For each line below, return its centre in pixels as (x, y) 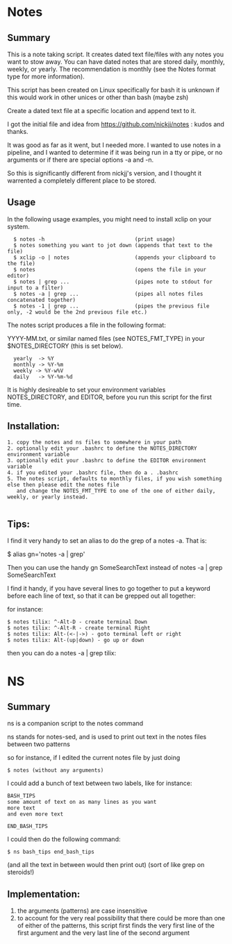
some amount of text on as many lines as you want (82, 802)
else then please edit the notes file (63, 484)
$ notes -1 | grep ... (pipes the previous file (111, 306)
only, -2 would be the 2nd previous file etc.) (77, 312)
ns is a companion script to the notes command (75, 723)
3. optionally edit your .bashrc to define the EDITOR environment (107, 460)
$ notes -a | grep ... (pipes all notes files (108, 294)
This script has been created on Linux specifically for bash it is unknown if (114, 90)
